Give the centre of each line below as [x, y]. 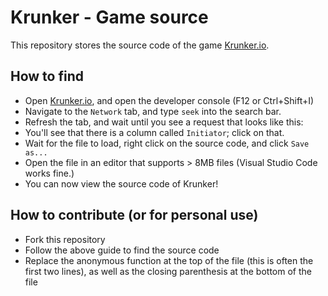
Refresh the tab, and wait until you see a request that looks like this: [164, 122]
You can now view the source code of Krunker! [121, 183]
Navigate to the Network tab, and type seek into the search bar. [153, 111]
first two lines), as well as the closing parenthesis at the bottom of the [168, 271]
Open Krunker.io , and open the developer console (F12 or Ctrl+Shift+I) [169, 100]
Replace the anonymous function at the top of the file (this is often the [169, 260]
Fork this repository [65, 239]
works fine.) [49, 173]
